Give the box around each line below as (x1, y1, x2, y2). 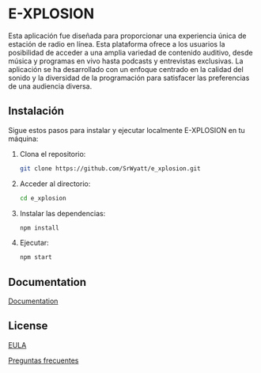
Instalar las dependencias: (19, 208, 106, 218)
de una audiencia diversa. (8, 81, 93, 91)
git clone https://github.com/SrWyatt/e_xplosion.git (19, 164, 201, 173)
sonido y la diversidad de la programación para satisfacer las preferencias (8, 73, 250, 82)
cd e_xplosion (19, 194, 66, 202)
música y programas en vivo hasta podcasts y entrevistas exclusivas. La (8, 56, 244, 66)
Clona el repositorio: (19, 149, 86, 158)
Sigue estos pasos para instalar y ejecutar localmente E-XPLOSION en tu (8, 125, 245, 135)
